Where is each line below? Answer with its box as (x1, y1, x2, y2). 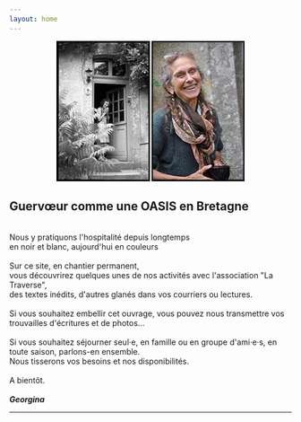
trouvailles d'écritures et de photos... (9, 318, 145, 329)
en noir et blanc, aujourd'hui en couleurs (9, 242, 159, 252)
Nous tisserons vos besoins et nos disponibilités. (9, 356, 190, 367)
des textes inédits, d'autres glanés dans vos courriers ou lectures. (9, 289, 254, 300)
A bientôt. (9, 375, 46, 386)
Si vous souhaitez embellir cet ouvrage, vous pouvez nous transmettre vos (9, 308, 285, 319)
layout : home (9, 14, 58, 23)
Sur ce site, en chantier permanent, (9, 260, 140, 271)
